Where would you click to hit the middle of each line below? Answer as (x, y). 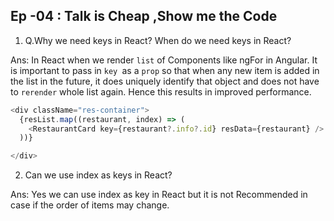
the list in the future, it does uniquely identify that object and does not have (165, 81)
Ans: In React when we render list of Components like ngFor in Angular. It (164, 60)
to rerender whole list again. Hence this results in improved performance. (161, 91)
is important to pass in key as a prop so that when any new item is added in (165, 70)
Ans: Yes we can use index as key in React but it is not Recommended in (159, 195)
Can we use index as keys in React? (98, 175)
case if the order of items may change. (90, 205)
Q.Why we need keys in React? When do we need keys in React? (158, 40)
